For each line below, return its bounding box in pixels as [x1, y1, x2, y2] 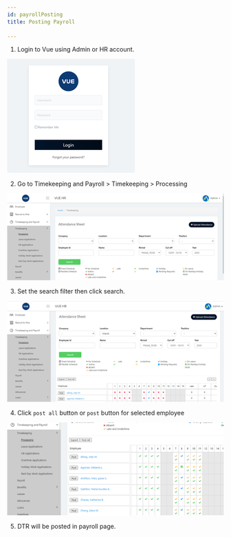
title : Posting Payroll [7, 18, 76, 25]
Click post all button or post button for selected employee [16, 409, 184, 417]
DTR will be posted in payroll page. [16, 522, 116, 530]
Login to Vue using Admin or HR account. [16, 45, 135, 54]
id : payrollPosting [7, 11, 63, 18]
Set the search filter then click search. [16, 287, 125, 296]
